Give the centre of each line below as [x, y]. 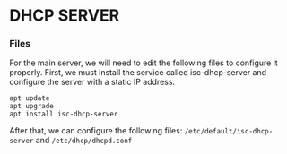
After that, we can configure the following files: [96, 131]
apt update [30, 98]
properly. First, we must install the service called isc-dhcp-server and [138, 73]
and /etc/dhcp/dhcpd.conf [84, 141]
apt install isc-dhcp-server [64, 114]
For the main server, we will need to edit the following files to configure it [143, 63]
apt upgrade [31, 107]
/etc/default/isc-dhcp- [229, 132]
